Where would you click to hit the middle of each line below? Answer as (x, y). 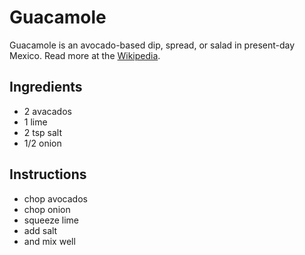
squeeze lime (51, 220)
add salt (40, 230)
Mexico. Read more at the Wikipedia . (85, 55)
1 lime (35, 122)
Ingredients (46, 87)
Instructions (48, 174)
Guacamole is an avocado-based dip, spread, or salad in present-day (152, 45)
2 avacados (47, 111)
